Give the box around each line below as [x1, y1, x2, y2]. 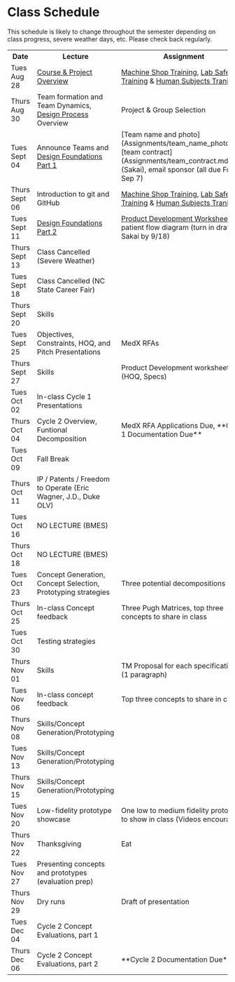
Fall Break [36, 454, 70, 464]
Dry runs [36, 896, 66, 906]
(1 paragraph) [121, 669, 168, 679]
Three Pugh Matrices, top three [121, 603, 224, 612]
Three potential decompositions [121, 578, 226, 588]
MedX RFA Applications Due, [121, 420, 215, 430]
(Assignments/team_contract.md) [121, 156, 232, 166]
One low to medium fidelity [121, 805, 210, 815]
